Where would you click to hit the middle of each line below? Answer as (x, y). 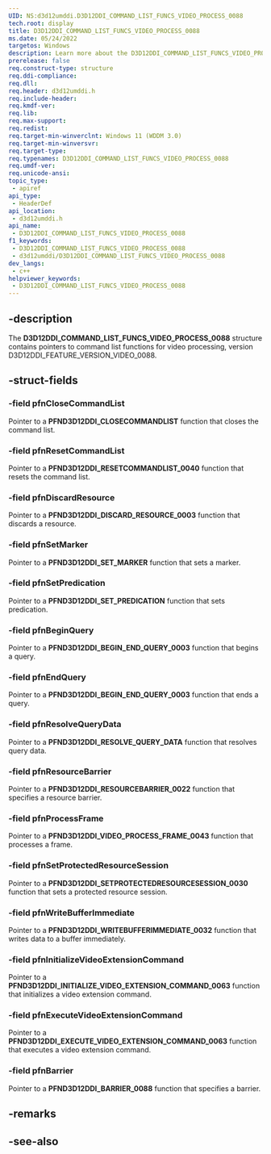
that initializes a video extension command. (80, 994)
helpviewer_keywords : (45, 278)
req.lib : (23, 114)
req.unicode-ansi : (39, 174)
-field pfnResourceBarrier (60, 771)
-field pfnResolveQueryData (65, 725)
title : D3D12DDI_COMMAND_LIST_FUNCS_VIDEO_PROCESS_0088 (104, 31)
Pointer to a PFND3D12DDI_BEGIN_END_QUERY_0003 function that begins (133, 648)
